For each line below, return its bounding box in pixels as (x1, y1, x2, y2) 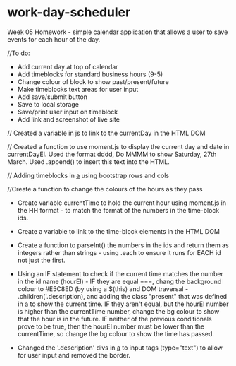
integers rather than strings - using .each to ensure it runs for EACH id (17, 248, 221, 256)
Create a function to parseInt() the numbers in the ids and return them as (17, 241, 229, 249)
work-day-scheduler (7, 4, 131, 20)
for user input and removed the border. (17, 350, 130, 359)
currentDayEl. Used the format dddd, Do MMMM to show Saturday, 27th (7, 150, 217, 158)
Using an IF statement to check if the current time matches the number (17, 269, 224, 278)
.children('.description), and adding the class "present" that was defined (17, 292, 228, 300)
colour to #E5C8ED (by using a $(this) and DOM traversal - (17, 284, 189, 293)
